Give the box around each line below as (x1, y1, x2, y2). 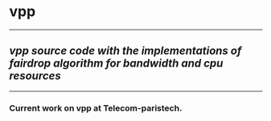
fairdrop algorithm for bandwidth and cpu (9, 57, 224, 71)
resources (9, 69, 61, 83)
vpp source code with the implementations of (9, 44, 242, 58)
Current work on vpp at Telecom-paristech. (9, 103, 183, 114)
